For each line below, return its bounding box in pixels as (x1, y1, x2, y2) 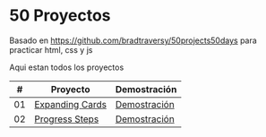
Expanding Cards (34, 98, 107, 110)
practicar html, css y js (9, 44, 93, 55)
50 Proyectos (9, 5, 111, 26)
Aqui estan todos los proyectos (9, 62, 124, 73)
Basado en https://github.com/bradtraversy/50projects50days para (9, 35, 257, 46)
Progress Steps (34, 113, 99, 125)
